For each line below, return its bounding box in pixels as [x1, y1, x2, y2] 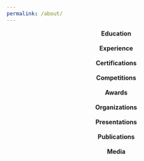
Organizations [95, 103, 137, 111]
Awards [104, 88, 128, 96]
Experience [99, 44, 134, 52]
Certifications [95, 58, 137, 67]
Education [101, 29, 131, 37]
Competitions [96, 74, 136, 82]
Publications [97, 133, 135, 141]
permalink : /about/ [6, 10, 63, 17]
